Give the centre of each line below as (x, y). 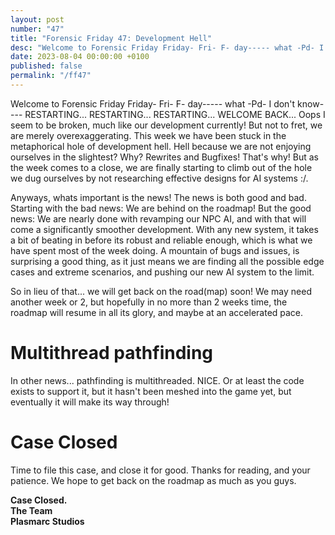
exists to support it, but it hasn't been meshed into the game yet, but (151, 391)
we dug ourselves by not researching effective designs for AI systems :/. (159, 178)
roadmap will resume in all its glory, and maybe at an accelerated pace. (157, 312)
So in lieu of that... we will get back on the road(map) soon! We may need (161, 291)
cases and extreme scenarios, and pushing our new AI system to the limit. (162, 272)
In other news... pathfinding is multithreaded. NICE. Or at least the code (157, 380)
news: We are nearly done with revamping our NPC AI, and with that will (158, 218)
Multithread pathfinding (112, 353)
